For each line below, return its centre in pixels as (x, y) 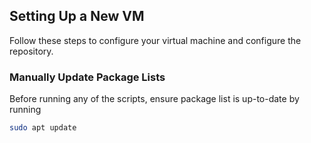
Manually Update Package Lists (87, 77)
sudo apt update (43, 128)
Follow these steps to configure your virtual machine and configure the (155, 40)
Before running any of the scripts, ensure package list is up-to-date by (154, 99)
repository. (31, 51)
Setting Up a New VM (77, 16)
